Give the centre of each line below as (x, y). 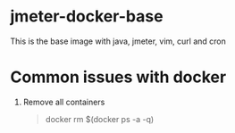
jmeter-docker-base (87, 17)
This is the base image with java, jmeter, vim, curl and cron (118, 41)
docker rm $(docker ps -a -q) (100, 119)
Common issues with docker (118, 77)
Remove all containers (64, 102)
